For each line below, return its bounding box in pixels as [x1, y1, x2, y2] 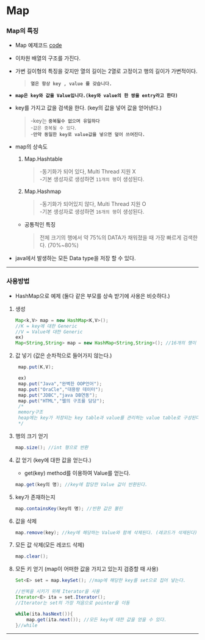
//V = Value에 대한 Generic [15, 329, 83, 335]
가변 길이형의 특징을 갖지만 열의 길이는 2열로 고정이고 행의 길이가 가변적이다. [15, 68, 198, 75]
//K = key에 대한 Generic [15, 323, 77, 329]
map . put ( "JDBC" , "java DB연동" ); [18, 392, 98, 398]
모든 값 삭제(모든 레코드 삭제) [15, 541, 85, 548]
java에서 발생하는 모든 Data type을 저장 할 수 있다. [15, 255, 136, 262]
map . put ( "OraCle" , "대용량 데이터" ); [18, 386, 104, 393]
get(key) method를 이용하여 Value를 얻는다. [24, 469, 131, 476]
